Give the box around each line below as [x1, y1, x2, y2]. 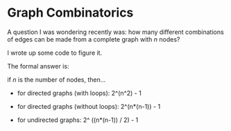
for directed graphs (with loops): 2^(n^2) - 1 [17, 89, 142, 97]
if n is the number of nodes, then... [7, 75, 106, 84]
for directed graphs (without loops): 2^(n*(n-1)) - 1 [17, 102, 161, 110]
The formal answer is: [7, 62, 69, 70]
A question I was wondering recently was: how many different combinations [7, 28, 224, 36]
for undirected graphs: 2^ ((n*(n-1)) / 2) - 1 [17, 116, 139, 124]
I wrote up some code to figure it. [7, 49, 103, 57]
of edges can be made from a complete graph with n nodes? [7, 35, 180, 43]
